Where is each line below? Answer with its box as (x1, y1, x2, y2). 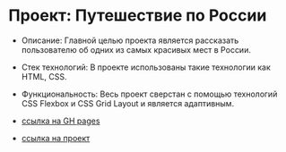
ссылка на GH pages (21, 115, 100, 126)
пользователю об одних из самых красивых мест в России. (21, 44, 252, 55)
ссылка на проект (21, 132, 91, 143)
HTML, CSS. (21, 71, 67, 81)
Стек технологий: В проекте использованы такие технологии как (21, 62, 271, 72)
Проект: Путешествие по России (8, 5, 267, 26)
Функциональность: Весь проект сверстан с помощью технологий (21, 89, 278, 99)
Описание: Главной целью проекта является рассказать (21, 35, 239, 46)
